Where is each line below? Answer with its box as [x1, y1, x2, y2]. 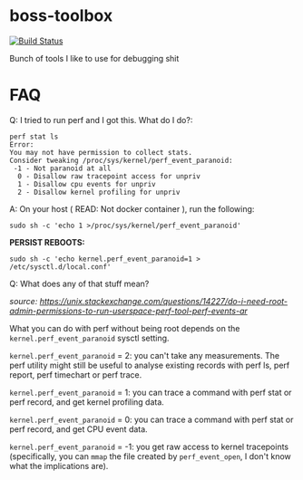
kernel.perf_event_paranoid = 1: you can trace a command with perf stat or [9, 387, 292, 398]
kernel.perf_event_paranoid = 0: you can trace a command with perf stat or [9, 414, 294, 425]
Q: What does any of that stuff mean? [9, 278, 150, 289]
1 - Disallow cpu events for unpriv [17, 179, 156, 188]
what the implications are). [9, 460, 109, 471]
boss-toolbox [9, 5, 113, 26]
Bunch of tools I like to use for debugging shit [9, 53, 180, 63]
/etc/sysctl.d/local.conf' [9, 262, 112, 272]
